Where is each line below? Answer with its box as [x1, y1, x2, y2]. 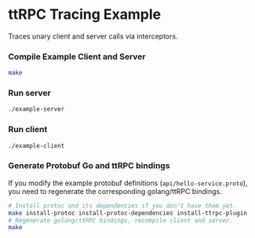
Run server [8, 88, 51, 99]
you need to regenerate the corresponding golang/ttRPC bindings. [8, 186, 222, 196]
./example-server [8, 105, 65, 113]
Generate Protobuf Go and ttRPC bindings [8, 160, 170, 171]
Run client [8, 124, 48, 135]
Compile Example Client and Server [8, 51, 146, 62]
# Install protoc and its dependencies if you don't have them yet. [8, 202, 237, 210]
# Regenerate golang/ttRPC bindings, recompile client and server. [8, 216, 234, 225]
